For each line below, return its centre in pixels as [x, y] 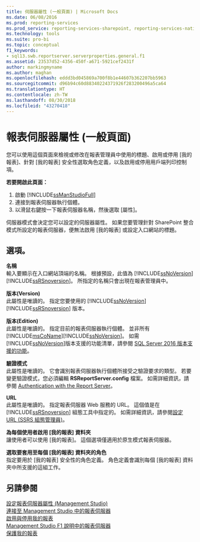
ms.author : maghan [29, 73]
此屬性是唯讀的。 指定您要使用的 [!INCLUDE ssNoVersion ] [76, 301]
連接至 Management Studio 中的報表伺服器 [59, 511]
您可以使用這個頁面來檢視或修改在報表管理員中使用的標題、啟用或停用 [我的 [99, 155]
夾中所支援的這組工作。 [35, 468]
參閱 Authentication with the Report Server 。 [61, 386]
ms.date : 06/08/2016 [32, 17]
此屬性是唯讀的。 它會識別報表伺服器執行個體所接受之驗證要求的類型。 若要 [99, 371]
